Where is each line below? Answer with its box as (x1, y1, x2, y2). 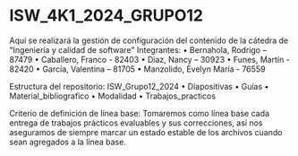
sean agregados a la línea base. (9, 136, 127, 147)
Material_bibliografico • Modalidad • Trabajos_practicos (9, 91, 217, 101)
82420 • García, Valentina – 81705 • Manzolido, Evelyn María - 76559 (9, 64, 266, 74)
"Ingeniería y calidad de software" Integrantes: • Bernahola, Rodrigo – (9, 44, 267, 55)
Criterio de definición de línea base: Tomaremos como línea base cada (9, 108, 270, 118)
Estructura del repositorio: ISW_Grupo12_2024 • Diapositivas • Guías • (9, 81, 269, 91)
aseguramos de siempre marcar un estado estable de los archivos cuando (9, 126, 283, 137)
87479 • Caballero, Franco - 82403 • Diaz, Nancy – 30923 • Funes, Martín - (9, 54, 291, 65)
